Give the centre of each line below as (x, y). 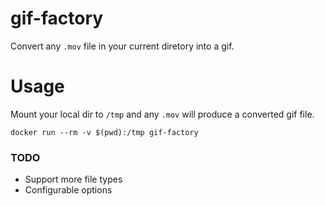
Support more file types (73, 179)
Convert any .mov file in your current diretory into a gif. (122, 46)
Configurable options (68, 190)
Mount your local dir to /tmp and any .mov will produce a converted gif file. (162, 114)
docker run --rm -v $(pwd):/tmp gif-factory (104, 132)
